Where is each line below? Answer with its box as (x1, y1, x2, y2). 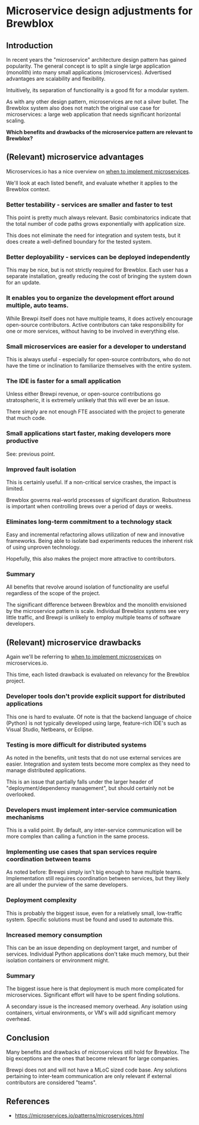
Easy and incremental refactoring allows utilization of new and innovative (6, 531, 185, 538)
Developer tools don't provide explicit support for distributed (6, 692, 186, 700)
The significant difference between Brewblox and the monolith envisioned (6, 601, 187, 608)
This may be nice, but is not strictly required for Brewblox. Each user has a (6, 266, 188, 274)
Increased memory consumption (6, 931, 103, 939)
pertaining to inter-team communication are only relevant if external (6, 1073, 172, 1080)
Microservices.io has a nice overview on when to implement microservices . (6, 168, 191, 175)
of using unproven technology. (6, 543, 81, 551)
